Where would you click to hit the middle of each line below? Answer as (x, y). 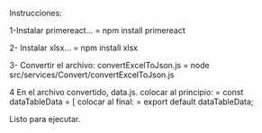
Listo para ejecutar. (45, 119)
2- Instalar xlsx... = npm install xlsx (73, 48)
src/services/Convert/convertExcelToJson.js (92, 75)
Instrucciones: (36, 13)
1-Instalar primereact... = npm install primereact (98, 30)
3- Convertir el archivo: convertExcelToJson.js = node (109, 65)
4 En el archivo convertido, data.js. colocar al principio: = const (126, 92)
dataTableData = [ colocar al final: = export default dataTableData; (131, 102)
